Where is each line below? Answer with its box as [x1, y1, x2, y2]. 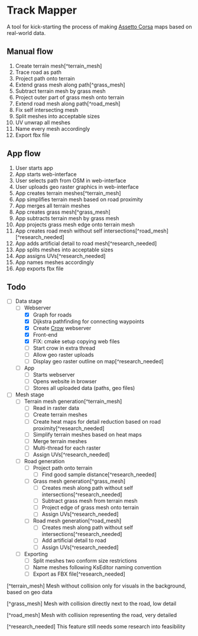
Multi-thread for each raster [33, 444, 101, 451]
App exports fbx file [15, 264, 64, 272]
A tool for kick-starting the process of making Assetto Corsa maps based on [7, 23, 192, 30]
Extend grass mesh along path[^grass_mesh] [15, 81, 126, 88]
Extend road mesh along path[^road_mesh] [15, 100, 121, 107]
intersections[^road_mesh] [103, 227, 169, 234]
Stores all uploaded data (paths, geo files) [33, 385, 135, 392]
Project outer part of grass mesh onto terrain [15, 93, 125, 101]
